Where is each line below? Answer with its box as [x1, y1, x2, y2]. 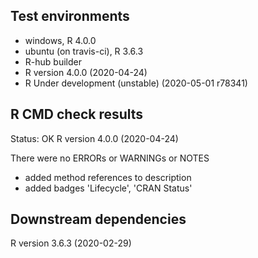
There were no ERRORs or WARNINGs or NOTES [10, 152, 210, 164]
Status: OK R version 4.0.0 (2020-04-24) [10, 132, 179, 144]
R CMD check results [10, 106, 144, 123]
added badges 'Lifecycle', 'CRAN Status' [24, 182, 193, 194]
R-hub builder [24, 55, 82, 68]
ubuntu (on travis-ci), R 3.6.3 [24, 45, 144, 57]
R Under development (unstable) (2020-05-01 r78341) [24, 77, 248, 89]
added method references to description [24, 171, 192, 183]
